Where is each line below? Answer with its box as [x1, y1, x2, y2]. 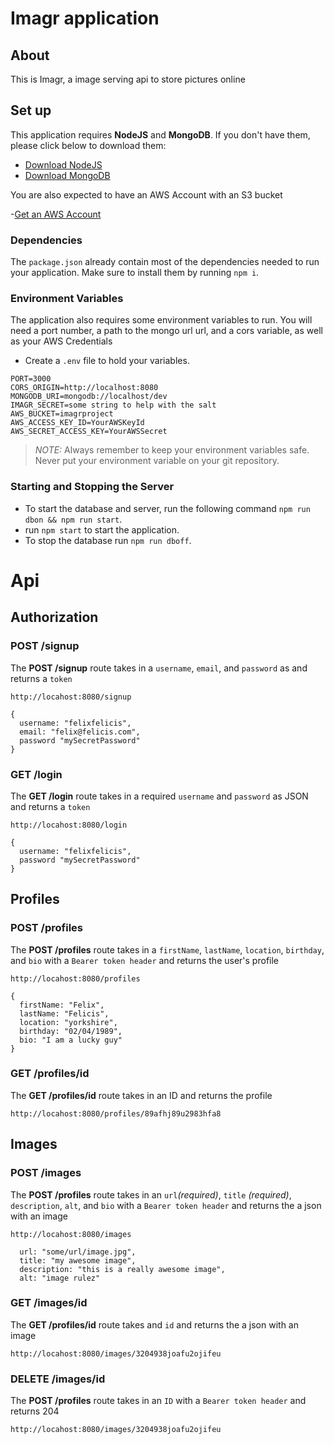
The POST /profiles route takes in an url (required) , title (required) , [10, 1188, 292, 1201]
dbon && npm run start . [24, 513, 123, 525]
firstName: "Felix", [19, 1000, 105, 1010]
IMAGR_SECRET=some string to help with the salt [10, 400, 217, 411]
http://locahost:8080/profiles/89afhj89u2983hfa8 [10, 1108, 222, 1119]
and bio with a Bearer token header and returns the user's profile [10, 954, 280, 966]
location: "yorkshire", [19, 1017, 118, 1027]
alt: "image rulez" [19, 1273, 101, 1283]
